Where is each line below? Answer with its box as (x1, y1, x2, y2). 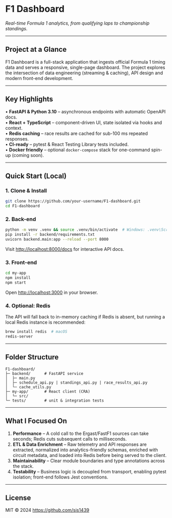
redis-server (5, 334, 33, 339)
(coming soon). (12, 152, 45, 158)
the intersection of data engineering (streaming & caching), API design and (5, 70, 163, 76)
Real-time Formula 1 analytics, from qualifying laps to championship (5, 20, 150, 26)
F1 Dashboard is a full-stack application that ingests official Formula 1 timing (5, 58, 165, 65)
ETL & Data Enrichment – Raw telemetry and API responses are (12, 441, 147, 447)
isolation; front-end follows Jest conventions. (12, 474, 109, 480)
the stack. (12, 463, 34, 469)
